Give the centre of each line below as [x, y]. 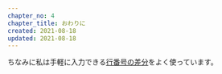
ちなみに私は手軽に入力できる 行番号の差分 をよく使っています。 [113, 62]
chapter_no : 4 [31, 16]
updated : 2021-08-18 [42, 38]
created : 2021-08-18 [42, 31]
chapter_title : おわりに [47, 23]
